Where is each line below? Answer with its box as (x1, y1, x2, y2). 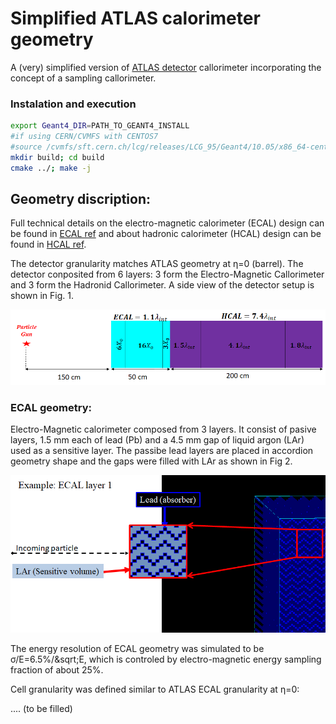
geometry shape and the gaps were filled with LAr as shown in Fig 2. (10, 455, 293, 467)
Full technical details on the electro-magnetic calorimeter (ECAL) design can (10, 217, 325, 229)
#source (10, 142, 43, 152)
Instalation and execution (10, 97, 137, 111)
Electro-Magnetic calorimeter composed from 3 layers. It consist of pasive (10, 423, 317, 435)
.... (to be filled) (10, 702, 73, 714)
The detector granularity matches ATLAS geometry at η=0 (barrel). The (10, 258, 304, 270)
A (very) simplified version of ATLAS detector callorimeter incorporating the (10, 61, 322, 73)
